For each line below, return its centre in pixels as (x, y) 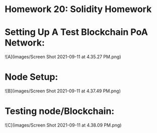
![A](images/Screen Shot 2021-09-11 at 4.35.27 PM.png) (63, 57)
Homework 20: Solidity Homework (78, 9)
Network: (25, 43)
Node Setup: (31, 77)
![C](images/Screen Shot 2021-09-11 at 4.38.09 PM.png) (63, 125)
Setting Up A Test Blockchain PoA (76, 32)
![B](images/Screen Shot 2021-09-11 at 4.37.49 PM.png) (63, 91)
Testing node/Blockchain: (60, 111)
